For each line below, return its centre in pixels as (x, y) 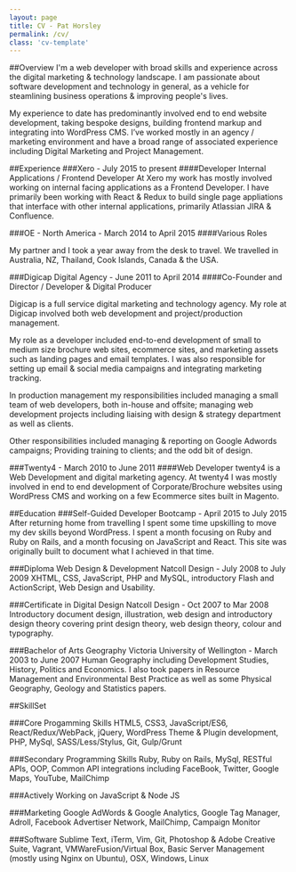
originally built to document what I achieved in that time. (112, 551)
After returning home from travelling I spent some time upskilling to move (143, 523)
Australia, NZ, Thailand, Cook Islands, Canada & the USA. (114, 260)
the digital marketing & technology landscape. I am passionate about (135, 78)
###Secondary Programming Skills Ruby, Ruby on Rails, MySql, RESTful (141, 760)
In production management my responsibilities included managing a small (144, 395)
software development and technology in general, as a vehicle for (129, 86)
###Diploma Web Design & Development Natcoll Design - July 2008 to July (148, 569)
